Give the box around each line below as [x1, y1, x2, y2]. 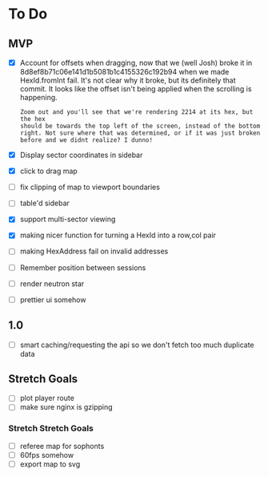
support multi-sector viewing [19, 214, 116, 224]
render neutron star [19, 278, 85, 289]
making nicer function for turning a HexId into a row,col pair [19, 230, 217, 241]
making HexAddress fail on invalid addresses [19, 246, 169, 257]
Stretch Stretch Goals [8, 422, 94, 434]
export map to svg [19, 459, 81, 469]
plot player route [19, 394, 74, 403]
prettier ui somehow [19, 294, 86, 305]
